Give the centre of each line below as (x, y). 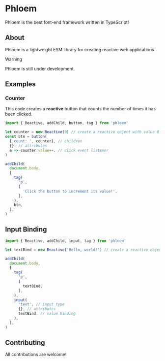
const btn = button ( (26, 137)
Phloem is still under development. (40, 68)
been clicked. (19, 114)
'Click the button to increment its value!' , (70, 191)
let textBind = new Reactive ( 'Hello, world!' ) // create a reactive (77, 250)
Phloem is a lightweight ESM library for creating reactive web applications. (80, 49)
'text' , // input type (41, 304)
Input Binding (26, 230)
